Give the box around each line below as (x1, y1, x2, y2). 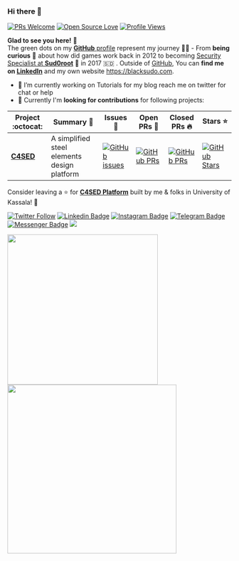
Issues (104, 113, 128, 123)
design (51, 160, 74, 170)
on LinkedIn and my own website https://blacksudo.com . (7, 67, 174, 75)
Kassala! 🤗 (7, 198, 38, 207)
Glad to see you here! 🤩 (7, 36, 78, 45)
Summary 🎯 (53, 117, 94, 127)
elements (51, 151, 82, 161)
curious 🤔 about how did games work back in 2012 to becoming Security (7, 51, 222, 60)
